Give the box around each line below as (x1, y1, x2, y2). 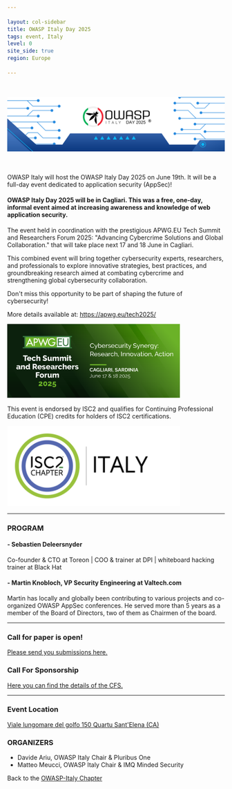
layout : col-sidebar (7, 18, 67, 26)
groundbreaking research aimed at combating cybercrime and (7, 269, 184, 277)
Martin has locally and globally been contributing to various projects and (7, 594, 213, 602)
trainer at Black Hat (7, 563, 62, 571)
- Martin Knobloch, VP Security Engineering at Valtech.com (7, 578, 182, 587)
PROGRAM (7, 523, 44, 533)
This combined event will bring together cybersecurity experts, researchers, (7, 254, 224, 262)
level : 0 (7, 40, 32, 48)
